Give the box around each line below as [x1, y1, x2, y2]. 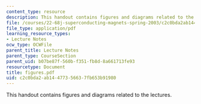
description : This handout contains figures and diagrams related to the [6, 14, 194, 20]
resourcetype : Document [6, 64, 66, 70]
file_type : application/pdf [6, 25, 77, 31]
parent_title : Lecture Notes [6, 48, 79, 53]
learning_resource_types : [6, 31, 71, 37]
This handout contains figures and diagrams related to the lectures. [6, 92, 172, 99]
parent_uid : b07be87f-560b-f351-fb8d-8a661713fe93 [6, 58, 135, 64]
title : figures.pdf [6, 70, 55, 75]
